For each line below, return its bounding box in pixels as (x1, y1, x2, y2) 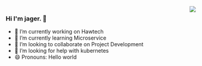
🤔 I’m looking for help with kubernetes (14, 47, 109, 55)
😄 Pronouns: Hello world (14, 53, 77, 61)
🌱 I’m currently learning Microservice (14, 34, 107, 41)
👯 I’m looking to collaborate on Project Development (14, 41, 144, 48)
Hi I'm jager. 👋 (5, 14, 47, 23)
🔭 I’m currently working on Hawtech (14, 28, 104, 35)
